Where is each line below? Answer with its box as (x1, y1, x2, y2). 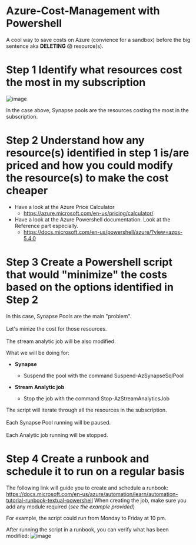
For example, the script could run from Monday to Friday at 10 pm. (6, 514, 167, 521)
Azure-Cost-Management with (6, 4, 160, 18)
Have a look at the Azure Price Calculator (14, 203, 115, 210)
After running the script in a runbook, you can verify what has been (6, 526, 169, 533)
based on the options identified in (6, 280, 174, 293)
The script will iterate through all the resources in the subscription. (6, 406, 167, 413)
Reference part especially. (14, 222, 78, 229)
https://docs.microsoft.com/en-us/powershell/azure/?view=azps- (23, 229, 183, 236)
